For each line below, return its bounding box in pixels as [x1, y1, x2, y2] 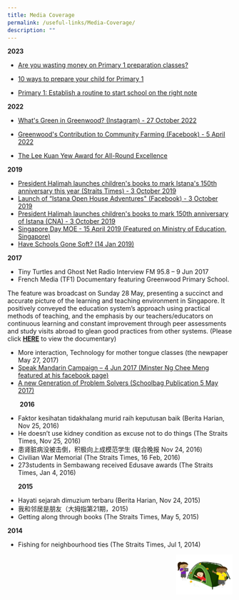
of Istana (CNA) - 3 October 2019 [17, 217, 116, 226]
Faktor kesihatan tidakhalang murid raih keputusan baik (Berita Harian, [17, 414, 225, 423]
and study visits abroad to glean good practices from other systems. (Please [7, 327, 233, 336]
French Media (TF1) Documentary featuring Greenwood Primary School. [17, 275, 230, 284]
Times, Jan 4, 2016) [17, 469, 76, 477]
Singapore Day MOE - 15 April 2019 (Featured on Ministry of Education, [17, 225, 227, 234]
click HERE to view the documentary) [7, 334, 117, 343]
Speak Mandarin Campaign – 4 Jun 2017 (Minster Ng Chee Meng [17, 364, 209, 372]
